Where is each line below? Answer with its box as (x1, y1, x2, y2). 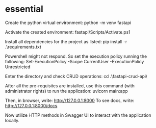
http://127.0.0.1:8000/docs (5, 102, 57, 108)
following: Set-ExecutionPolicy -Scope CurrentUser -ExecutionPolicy (5, 58, 144, 64)
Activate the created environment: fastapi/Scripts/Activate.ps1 (5, 29, 130, 35)
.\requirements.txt (5, 44, 42, 50)
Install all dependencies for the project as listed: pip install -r (5, 38, 128, 45)
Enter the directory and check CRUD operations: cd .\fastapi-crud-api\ (5, 73, 148, 79)
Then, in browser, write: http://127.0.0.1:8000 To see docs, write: (5, 97, 134, 103)
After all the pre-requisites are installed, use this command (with (5, 82, 135, 89)
